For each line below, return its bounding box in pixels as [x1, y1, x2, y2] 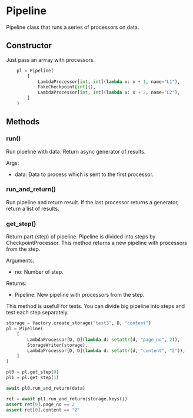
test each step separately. [6, 309, 69, 316]
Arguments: [6, 257, 35, 264]
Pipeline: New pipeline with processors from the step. [14, 291, 145, 298]
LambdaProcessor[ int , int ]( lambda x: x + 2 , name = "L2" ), [37, 89, 181, 95]
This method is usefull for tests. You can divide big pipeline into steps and [6, 303, 185, 310]
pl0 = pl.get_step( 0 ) [6, 369, 59, 375]
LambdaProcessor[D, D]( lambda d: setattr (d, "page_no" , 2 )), [27, 337, 181, 343]
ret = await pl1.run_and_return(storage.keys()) [6, 396, 128, 402]
